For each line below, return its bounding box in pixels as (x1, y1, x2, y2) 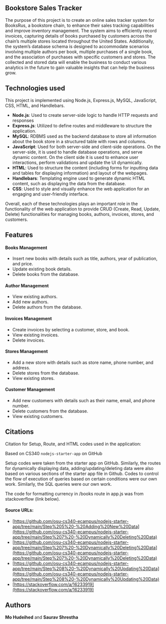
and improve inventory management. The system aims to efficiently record (5, 27, 157, 34)
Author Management (5, 282, 49, 289)
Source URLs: (5, 507, 34, 513)
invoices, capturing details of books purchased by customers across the (5, 33, 152, 39)
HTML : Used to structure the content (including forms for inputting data (12, 164, 158, 170)
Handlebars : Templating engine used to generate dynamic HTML (12, 175, 145, 181)
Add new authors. (12, 299, 49, 305)
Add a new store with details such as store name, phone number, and (12, 359, 154, 365)
